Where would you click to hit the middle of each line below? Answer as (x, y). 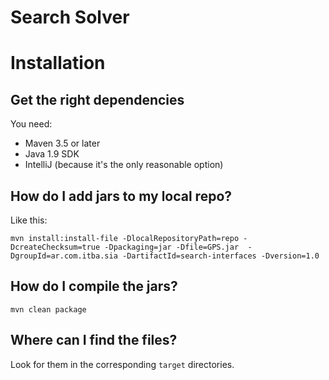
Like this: (29, 220)
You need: (31, 124)
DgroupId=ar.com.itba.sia (64, 256)
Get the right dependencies (97, 99)
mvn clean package (48, 309)
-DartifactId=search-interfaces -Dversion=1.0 (220, 256)
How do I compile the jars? (94, 286)
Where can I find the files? (94, 340)
